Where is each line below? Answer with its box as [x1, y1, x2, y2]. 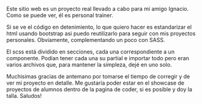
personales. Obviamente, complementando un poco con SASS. [6, 36, 165, 43]
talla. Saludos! [6, 92, 42, 99]
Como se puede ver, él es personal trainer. [6, 12, 113, 19]
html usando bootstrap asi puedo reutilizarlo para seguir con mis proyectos [6, 30, 196, 37]
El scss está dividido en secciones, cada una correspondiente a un [6, 48, 175, 55]
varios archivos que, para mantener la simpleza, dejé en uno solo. [6, 61, 173, 68]
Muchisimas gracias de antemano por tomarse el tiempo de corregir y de [6, 73, 190, 80]
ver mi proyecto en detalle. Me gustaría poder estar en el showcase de [6, 79, 185, 86]
